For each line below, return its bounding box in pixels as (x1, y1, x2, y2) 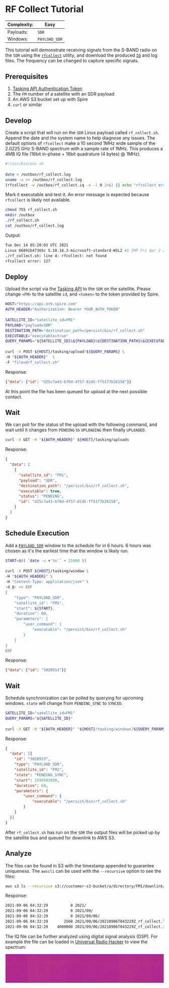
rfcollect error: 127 (5, 258, 51, 263)
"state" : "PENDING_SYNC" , (14, 772, 69, 777)
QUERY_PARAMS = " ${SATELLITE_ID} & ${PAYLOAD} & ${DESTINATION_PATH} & (5, 338, 143, 344)
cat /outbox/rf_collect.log (5, 223, 64, 228)
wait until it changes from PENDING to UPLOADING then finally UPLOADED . (5, 427, 146, 433)
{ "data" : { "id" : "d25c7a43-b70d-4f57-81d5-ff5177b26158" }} (5, 379, 132, 384)
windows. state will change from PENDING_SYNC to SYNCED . (5, 700, 123, 706)
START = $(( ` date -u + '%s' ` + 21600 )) (5, 558, 87, 563)
